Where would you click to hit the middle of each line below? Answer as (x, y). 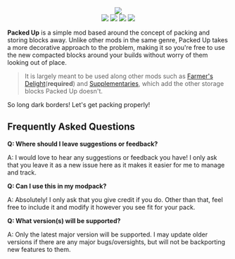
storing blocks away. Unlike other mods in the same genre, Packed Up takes (118, 40)
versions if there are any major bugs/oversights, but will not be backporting (116, 241)
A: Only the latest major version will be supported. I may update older (108, 234)
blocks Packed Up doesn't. (64, 91)
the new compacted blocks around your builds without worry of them (108, 55)
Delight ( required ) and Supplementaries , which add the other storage (124, 83)
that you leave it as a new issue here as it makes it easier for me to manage (116, 165)
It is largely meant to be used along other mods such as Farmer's (119, 76)
